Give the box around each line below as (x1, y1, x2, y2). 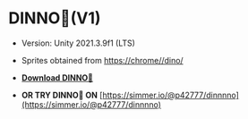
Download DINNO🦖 (21, 72, 94, 83)
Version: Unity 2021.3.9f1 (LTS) (21, 38, 136, 48)
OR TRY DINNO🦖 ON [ (21, 89, 103, 100)
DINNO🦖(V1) (8, 8, 101, 29)
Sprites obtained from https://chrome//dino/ (21, 55, 184, 65)
